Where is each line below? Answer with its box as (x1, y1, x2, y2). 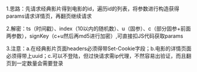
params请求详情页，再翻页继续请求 (6, 12, 92, 19)
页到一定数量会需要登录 (6, 60, 63, 67)
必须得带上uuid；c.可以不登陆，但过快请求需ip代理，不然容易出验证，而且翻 (6, 53, 192, 59)
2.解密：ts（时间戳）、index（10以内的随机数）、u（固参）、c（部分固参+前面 (6, 25, 191, 32)
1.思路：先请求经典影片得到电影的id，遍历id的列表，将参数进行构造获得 (6, 5, 179, 12)
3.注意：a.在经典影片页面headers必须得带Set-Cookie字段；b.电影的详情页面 (6, 45, 192, 52)
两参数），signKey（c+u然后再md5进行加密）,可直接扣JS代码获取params (6, 32, 183, 40)
